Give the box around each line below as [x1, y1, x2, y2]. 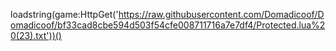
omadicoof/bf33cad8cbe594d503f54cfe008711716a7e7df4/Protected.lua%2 [10, 19, 326, 31]
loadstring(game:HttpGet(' [10, 9, 119, 20]
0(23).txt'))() [10, 30, 62, 41]
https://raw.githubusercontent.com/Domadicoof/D [118, 9, 325, 20]
